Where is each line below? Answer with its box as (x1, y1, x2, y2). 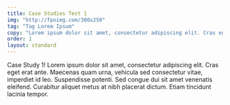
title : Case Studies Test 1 (7, 10, 88, 17)
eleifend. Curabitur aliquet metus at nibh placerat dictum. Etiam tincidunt (7, 83, 212, 91)
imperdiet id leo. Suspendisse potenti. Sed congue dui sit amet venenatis (7, 75, 213, 83)
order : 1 (7, 36, 32, 43)
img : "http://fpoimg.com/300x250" (7, 16, 106, 23)
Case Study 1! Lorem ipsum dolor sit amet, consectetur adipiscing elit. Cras (7, 61, 219, 69)
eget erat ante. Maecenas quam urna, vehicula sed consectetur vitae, (7, 68, 203, 76)
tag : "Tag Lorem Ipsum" (7, 23, 75, 30)
